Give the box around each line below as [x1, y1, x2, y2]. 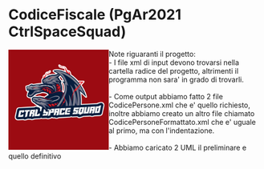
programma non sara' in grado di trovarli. [108, 74, 245, 84]
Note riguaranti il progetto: [108, 49, 197, 58]
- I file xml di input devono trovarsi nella [108, 58, 239, 67]
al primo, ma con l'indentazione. [108, 126, 215, 135]
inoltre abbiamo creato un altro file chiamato [108, 108, 255, 118]
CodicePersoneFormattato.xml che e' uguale [108, 117, 257, 127]
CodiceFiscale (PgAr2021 [8, 6, 182, 24]
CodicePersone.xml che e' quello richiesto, [108, 100, 251, 110]
